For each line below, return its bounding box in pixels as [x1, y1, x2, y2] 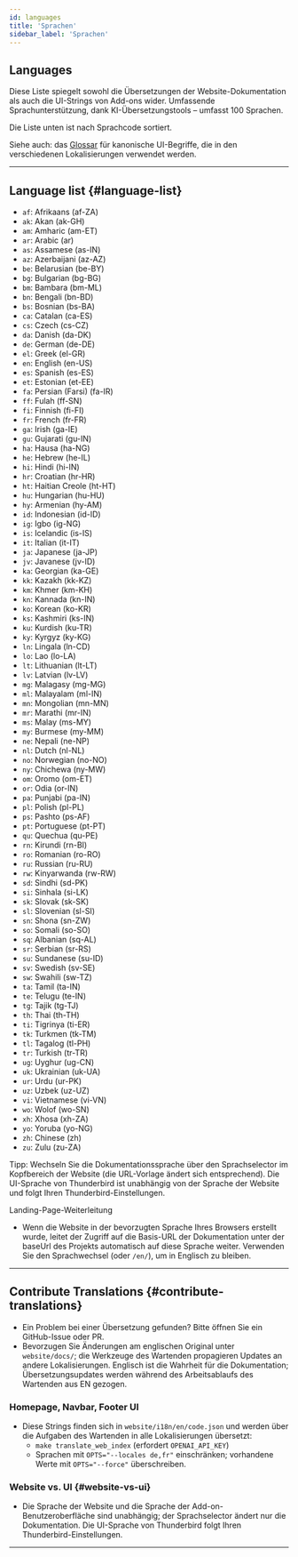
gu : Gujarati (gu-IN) [21, 433, 92, 444]
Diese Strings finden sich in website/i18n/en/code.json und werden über [21, 1421, 289, 1432]
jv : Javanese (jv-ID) [21, 557, 96, 566]
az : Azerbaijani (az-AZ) [21, 254, 106, 264]
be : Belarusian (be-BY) [21, 263, 105, 274]
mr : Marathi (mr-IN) [21, 708, 91, 718]
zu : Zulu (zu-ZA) [21, 1142, 82, 1152]
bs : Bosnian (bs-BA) [21, 301, 96, 311]
